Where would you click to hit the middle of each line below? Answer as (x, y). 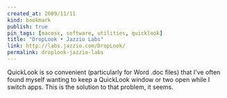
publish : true (28, 26)
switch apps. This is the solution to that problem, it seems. (90, 87)
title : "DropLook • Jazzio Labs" (56, 40)
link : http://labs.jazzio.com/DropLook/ (67, 46)
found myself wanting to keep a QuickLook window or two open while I (109, 79)
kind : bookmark (29, 20)
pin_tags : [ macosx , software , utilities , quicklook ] (85, 33)
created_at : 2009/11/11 (42, 14)
